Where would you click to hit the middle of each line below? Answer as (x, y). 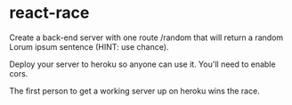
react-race (49, 13)
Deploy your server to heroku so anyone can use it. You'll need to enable (142, 64)
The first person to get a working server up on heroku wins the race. (134, 91)
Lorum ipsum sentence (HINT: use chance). (89, 46)
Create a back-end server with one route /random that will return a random (146, 37)
